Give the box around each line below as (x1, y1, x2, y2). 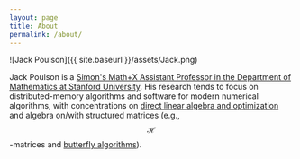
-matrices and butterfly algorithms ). (9, 139, 142, 150)
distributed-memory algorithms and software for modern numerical (9, 91, 259, 102)
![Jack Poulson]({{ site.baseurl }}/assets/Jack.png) (9, 55, 198, 66)
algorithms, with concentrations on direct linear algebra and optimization (9, 101, 279, 111)
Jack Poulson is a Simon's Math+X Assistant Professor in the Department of (9, 72, 291, 83)
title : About (9, 22, 59, 31)
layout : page (9, 13, 59, 22)
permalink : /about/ (9, 30, 83, 39)
